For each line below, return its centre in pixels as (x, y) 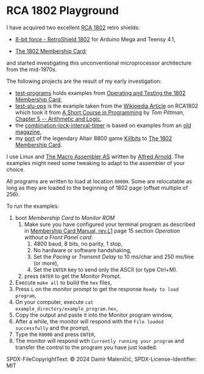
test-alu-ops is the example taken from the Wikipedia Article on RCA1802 (107, 106)
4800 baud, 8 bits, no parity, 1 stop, (78, 244)
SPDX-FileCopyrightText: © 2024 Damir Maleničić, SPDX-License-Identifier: (101, 359)
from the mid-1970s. (32, 69)
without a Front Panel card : (58, 237)
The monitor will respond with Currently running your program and (100, 340)
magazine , (28, 132)
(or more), (46, 263)
